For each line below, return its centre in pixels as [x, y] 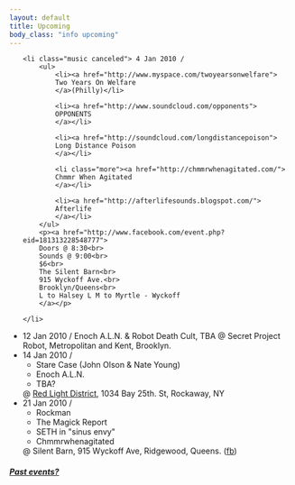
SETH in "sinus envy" [75, 432]
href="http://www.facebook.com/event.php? [144, 233]
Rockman [53, 413]
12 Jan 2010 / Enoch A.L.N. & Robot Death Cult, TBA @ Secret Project [152, 336]
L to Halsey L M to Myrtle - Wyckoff [110, 296]
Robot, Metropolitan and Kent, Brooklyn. [97, 346]
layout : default [40, 18]
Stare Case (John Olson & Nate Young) [108, 365]
